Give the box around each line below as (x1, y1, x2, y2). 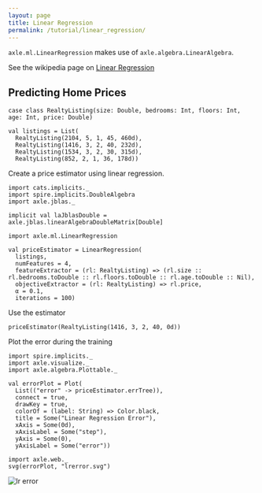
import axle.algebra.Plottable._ (8, 366, 118, 374)
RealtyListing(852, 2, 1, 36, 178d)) (15, 155, 139, 163)
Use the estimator (8, 308, 66, 317)
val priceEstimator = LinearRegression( (8, 246, 143, 254)
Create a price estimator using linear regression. (8, 169, 165, 178)
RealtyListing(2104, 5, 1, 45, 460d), (15, 135, 143, 143)
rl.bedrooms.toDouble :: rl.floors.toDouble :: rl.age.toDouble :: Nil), (8, 273, 256, 282)
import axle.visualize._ (8, 359, 90, 367)
